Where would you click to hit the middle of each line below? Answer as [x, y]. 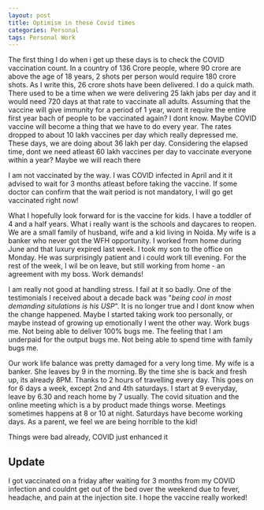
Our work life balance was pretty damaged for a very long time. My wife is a [131, 364]
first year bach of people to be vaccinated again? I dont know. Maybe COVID [132, 118]
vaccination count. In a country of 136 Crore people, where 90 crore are [125, 68]
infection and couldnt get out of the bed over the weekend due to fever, [124, 490]
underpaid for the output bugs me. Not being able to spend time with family [131, 340]
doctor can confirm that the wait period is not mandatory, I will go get [121, 192]
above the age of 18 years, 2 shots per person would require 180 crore [122, 76]
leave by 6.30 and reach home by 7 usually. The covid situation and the [124, 397]
